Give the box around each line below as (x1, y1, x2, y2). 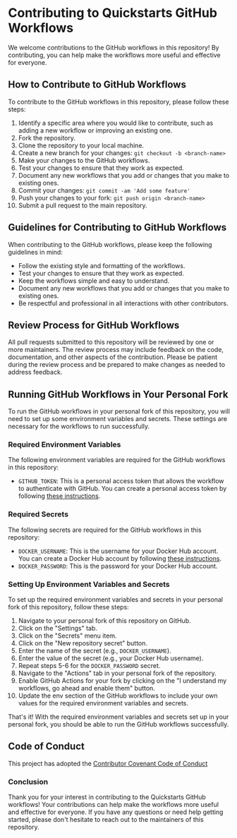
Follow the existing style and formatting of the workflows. (18, 261, 186, 269)
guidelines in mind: (8, 248, 63, 256)
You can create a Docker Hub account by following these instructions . (18, 554, 221, 562)
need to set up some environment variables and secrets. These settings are (8, 415, 228, 423)
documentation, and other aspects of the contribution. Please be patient (8, 353, 218, 361)
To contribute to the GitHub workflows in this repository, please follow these (8, 97, 229, 106)
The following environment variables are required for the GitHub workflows (8, 456, 226, 464)
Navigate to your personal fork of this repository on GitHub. (18, 617, 191, 625)
